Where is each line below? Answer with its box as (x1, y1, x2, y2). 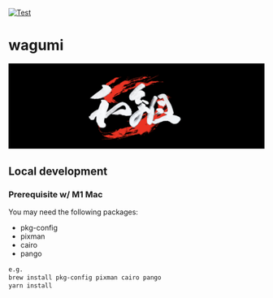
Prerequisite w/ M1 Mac (8, 189, 103, 201)
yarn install (8, 282, 53, 290)
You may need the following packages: (8, 207, 138, 217)
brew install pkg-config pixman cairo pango (8, 274, 162, 282)
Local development (8, 165, 108, 179)
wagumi (8, 37, 64, 54)
